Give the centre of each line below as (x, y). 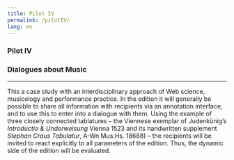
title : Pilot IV (31, 14)
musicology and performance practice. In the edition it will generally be (109, 99)
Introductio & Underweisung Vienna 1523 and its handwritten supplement (112, 128)
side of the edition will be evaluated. (59, 150)
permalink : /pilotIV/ (39, 20)
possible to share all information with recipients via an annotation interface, (115, 106)
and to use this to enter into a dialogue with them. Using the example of (110, 113)
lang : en (20, 26)
